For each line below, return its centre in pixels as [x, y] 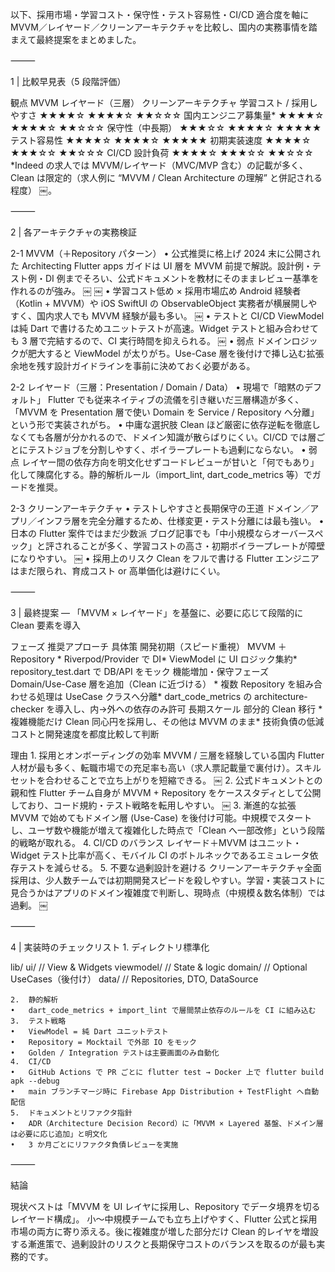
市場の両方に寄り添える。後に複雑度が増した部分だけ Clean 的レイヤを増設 [165, 1231]
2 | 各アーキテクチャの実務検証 [74, 232]
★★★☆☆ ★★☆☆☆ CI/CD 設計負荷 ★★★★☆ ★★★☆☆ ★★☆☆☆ [162, 152]
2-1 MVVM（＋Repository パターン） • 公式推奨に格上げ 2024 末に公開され [165, 253]
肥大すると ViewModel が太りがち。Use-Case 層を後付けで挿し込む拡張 [176, 353]
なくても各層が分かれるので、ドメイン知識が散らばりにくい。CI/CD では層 [163, 437]
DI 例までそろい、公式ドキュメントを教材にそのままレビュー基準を [182, 278]
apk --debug [35, 1081]
